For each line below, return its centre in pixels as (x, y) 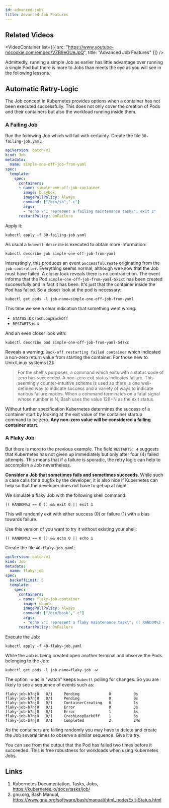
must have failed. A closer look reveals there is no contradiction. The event (83, 273)
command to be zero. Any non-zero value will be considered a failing (78, 420)
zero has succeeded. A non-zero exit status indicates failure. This (86, 378)
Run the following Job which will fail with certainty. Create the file (73, 136)
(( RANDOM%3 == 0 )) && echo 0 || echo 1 (49, 538)
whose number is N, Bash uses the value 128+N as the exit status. (86, 399)
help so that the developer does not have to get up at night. (67, 485)
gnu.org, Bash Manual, (36, 794)
